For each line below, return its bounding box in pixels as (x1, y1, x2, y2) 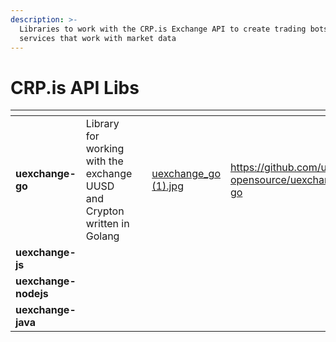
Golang (85, 229, 120, 243)
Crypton (85, 204, 125, 218)
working (85, 142, 125, 156)
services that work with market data (19, 33, 177, 43)
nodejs (15, 287, 49, 301)
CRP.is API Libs (10, 76, 140, 99)
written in (85, 217, 130, 231)
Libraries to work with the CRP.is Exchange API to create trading (19, 24, 307, 34)
